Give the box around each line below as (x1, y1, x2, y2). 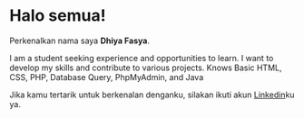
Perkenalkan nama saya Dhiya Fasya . (9, 35, 150, 46)
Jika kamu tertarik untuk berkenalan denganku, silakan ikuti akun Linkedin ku (9, 89, 295, 100)
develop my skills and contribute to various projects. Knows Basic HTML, (9, 62, 282, 73)
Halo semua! (9, 5, 106, 26)
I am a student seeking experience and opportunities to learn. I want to (9, 52, 274, 63)
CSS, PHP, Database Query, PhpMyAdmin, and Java (9, 71, 204, 82)
